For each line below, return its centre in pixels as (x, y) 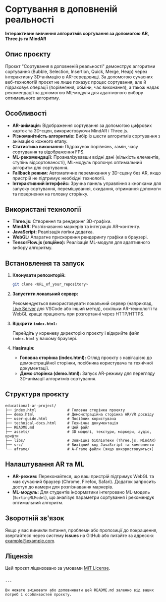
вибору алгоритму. (32, 248)
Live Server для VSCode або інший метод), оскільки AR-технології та (85, 309)
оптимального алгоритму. (33, 98)
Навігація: (23, 348)
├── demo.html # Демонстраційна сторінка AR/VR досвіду (80, 414)
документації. (34, 368)
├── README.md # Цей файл (48, 427)
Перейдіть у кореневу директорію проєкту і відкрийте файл (76, 333)
